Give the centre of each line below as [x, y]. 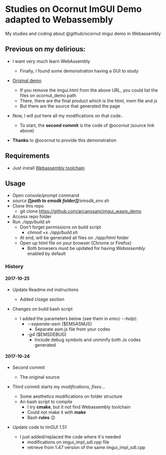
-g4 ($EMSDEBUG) [47, 334]
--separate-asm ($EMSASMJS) [60, 324]
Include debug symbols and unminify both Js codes [87, 340]
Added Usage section [42, 299]
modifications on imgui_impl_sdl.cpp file [68, 442]
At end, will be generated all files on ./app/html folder [74, 238]
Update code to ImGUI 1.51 [40, 427]
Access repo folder [32, 217]
